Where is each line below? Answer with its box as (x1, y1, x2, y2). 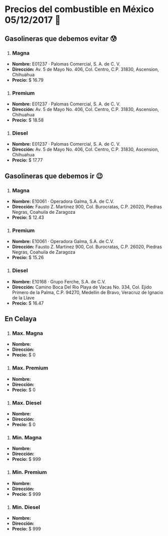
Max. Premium (12, 365, 48, 372)
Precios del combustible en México (5, 4, 154, 15)
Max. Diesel (12, 399, 42, 406)
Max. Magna (12, 330, 43, 337)
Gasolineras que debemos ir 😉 (5, 171, 103, 180)
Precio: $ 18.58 (12, 117, 44, 123)
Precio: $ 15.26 (12, 255, 44, 261)
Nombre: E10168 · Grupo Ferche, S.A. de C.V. (12, 278, 106, 284)
